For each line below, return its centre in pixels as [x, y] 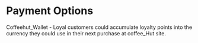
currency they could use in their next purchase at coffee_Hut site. [86, 33]
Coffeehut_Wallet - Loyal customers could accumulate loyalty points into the [99, 27]
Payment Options [50, 11]
